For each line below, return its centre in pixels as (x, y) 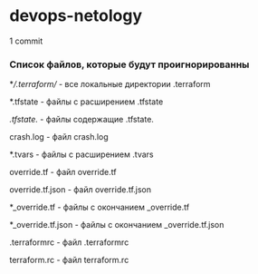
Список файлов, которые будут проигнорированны (129, 64)
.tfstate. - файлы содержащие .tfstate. (81, 120)
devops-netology (76, 16)
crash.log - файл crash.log (59, 137)
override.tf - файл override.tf (63, 172)
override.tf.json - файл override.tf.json (81, 190)
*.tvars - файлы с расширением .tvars (81, 154)
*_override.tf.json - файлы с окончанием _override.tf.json (117, 225)
